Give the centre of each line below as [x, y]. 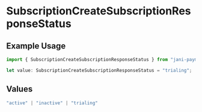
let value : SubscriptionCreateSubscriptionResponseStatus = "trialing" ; [99, 70]
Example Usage [36, 46]
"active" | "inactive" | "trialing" [52, 103]
